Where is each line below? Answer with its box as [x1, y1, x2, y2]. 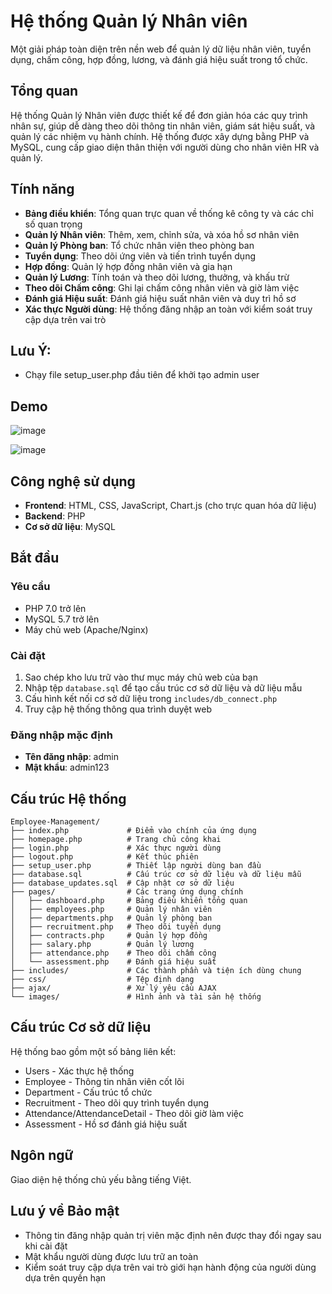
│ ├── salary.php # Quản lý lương [10, 940, 195, 950]
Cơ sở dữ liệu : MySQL [24, 521, 116, 532]
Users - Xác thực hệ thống [24, 1065, 135, 1077]
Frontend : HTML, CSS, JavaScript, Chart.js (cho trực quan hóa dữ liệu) [24, 500, 317, 511]
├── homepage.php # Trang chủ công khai [10, 835, 222, 845]
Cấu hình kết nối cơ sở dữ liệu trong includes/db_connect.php [24, 692, 278, 704]
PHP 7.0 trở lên [24, 602, 87, 614]
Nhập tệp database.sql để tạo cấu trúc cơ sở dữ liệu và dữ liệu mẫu [24, 681, 303, 694]
